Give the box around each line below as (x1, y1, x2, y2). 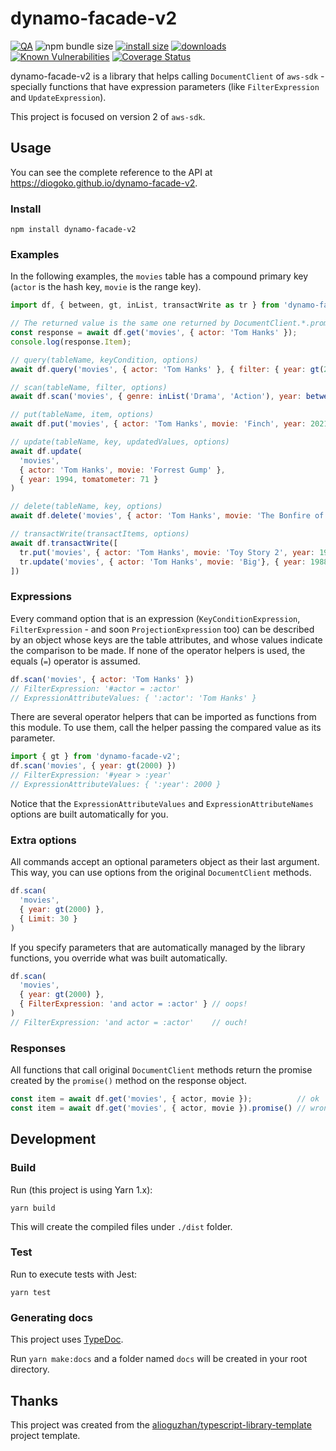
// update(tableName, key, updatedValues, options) (10, 437, 230, 447)
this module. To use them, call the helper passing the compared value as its (10, 722, 322, 734)
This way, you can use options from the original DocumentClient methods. (10, 867, 312, 879)
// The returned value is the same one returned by (10, 318, 230, 329)
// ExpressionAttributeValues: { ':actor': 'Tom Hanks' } (10, 693, 257, 703)
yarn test (10, 1287, 52, 1297)
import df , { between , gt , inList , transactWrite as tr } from (10, 300, 280, 311)
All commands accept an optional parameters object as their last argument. (10, 856, 320, 868)
